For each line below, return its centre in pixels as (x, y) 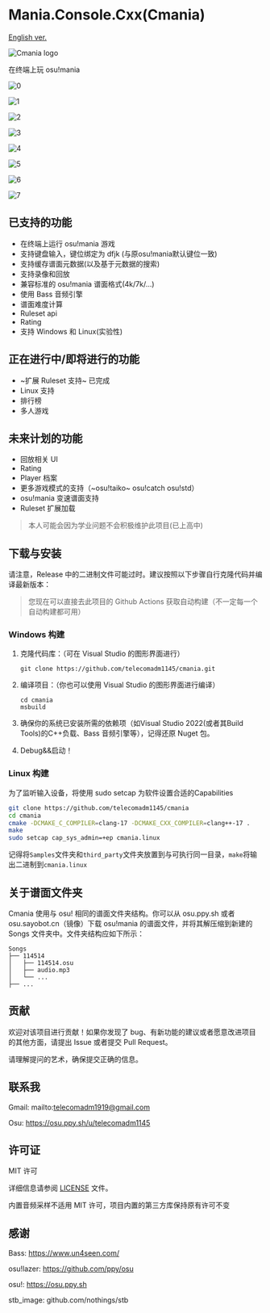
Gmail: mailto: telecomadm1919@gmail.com (79, 1107)
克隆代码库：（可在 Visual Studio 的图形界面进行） (102, 654)
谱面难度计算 (41, 304)
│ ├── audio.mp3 (39, 970)
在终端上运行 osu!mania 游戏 (67, 243)
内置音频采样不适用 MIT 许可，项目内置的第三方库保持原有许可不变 (119, 1206)
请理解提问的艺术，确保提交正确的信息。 (75, 1059)
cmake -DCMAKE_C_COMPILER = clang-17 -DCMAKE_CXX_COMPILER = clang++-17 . (129, 823)
